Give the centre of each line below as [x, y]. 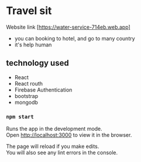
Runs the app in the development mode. [54, 129]
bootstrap [26, 96]
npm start [20, 117]
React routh [28, 83]
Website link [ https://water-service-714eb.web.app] [68, 27]
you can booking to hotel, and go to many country [75, 38]
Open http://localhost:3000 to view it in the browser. [69, 135]
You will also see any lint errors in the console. [62, 153]
